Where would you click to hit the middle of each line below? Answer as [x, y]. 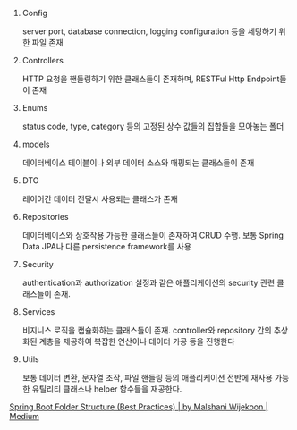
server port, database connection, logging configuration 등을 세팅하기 [149, 31]
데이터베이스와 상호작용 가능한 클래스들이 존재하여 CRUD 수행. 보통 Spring [153, 235]
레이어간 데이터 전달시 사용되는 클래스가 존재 [100, 199]
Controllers [43, 60]
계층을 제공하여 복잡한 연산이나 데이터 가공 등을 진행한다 [137, 341]
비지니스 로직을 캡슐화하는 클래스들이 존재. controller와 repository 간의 [147, 330]
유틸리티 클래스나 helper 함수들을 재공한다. [107, 389]
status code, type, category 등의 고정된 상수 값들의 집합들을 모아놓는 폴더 [153, 126]
